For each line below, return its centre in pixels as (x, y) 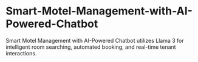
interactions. (21, 53)
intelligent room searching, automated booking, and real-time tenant (91, 47)
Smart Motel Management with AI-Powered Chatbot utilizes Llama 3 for (95, 40)
